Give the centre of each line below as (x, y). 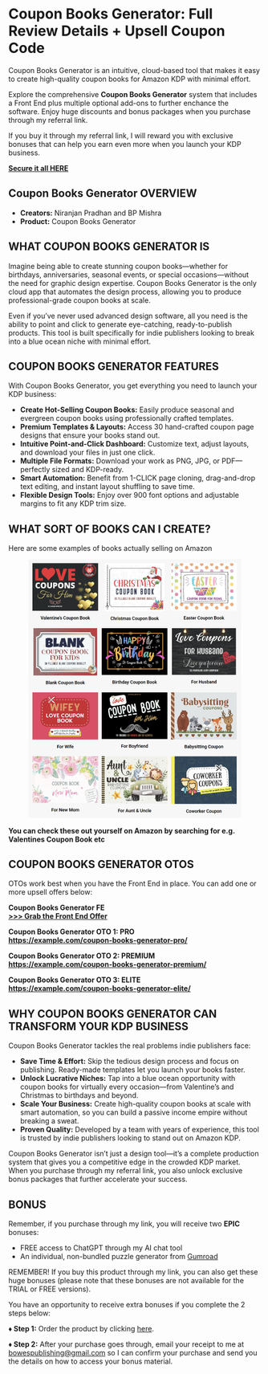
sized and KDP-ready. (88, 470)
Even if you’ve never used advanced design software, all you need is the (128, 316)
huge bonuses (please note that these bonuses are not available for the (126, 1281)
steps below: (29, 1313)
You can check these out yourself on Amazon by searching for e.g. (122, 830)
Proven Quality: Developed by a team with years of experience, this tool (139, 1130)
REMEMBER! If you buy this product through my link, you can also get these (133, 1272)
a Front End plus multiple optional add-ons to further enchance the (118, 103)
